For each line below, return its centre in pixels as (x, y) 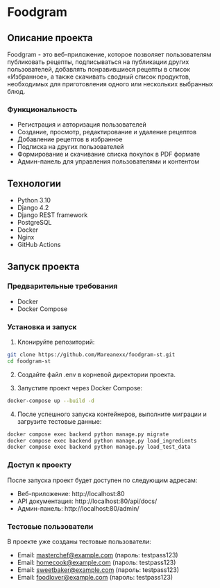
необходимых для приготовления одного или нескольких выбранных (110, 84)
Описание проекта (50, 38)
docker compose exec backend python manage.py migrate (88, 434)
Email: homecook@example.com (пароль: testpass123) (96, 562)
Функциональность (42, 109)
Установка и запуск (42, 326)
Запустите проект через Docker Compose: (80, 388)
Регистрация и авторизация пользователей (82, 125)
